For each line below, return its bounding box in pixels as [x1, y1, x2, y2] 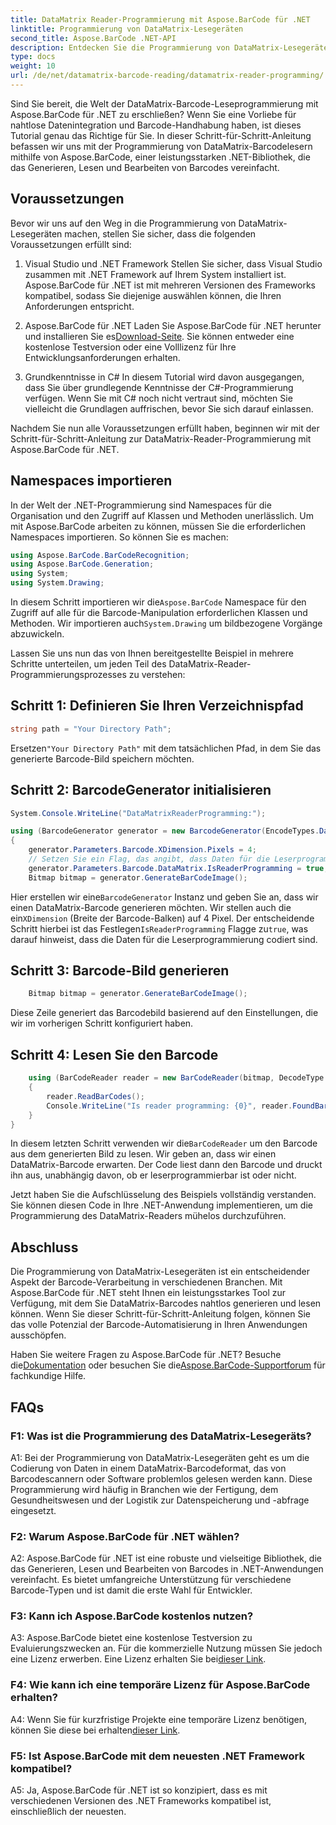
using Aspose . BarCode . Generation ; [10, 559, 155, 570]
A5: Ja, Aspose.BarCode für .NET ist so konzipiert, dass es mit [10, 1784, 268, 1796]
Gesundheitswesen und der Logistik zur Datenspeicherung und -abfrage [10, 1494, 310, 1506]
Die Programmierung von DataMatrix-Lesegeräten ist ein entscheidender [10, 1266, 310, 1278]
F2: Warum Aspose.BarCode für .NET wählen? [10, 1529, 240, 1543]
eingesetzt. [10, 1504, 57, 1516]
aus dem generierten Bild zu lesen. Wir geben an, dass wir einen [10, 1148, 277, 1160]
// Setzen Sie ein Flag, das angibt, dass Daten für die [28, 854, 271, 864]
